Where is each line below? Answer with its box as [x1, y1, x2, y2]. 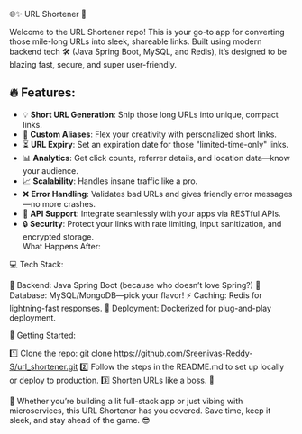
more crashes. [41, 198, 96, 209]
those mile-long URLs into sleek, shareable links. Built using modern [9, 36, 262, 47]
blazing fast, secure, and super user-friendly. [9, 59, 178, 69]
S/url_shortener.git [9, 361, 78, 372]
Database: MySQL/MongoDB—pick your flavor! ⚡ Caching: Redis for [9, 289, 263, 301]
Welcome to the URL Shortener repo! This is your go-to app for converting [9, 27, 286, 37]
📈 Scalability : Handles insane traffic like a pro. [22, 176, 198, 186]
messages [253, 188, 293, 199]
